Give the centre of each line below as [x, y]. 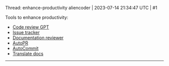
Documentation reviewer [38, 38]
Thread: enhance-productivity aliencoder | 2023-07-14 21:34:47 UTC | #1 [81, 8]
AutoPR [20, 43]
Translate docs [28, 53]
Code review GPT [31, 27]
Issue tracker [26, 32]
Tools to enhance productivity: [37, 17]
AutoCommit [25, 48]
